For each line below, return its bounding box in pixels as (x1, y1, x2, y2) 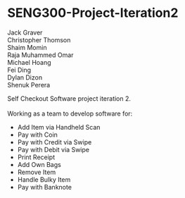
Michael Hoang (7, 58, 51, 66)
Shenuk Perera (7, 80, 51, 89)
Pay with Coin (17, 130, 58, 139)
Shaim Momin (7, 43, 47, 51)
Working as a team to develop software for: (7, 109, 133, 118)
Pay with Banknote (17, 182, 72, 191)
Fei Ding (7, 66, 32, 74)
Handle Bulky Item (17, 175, 71, 184)
